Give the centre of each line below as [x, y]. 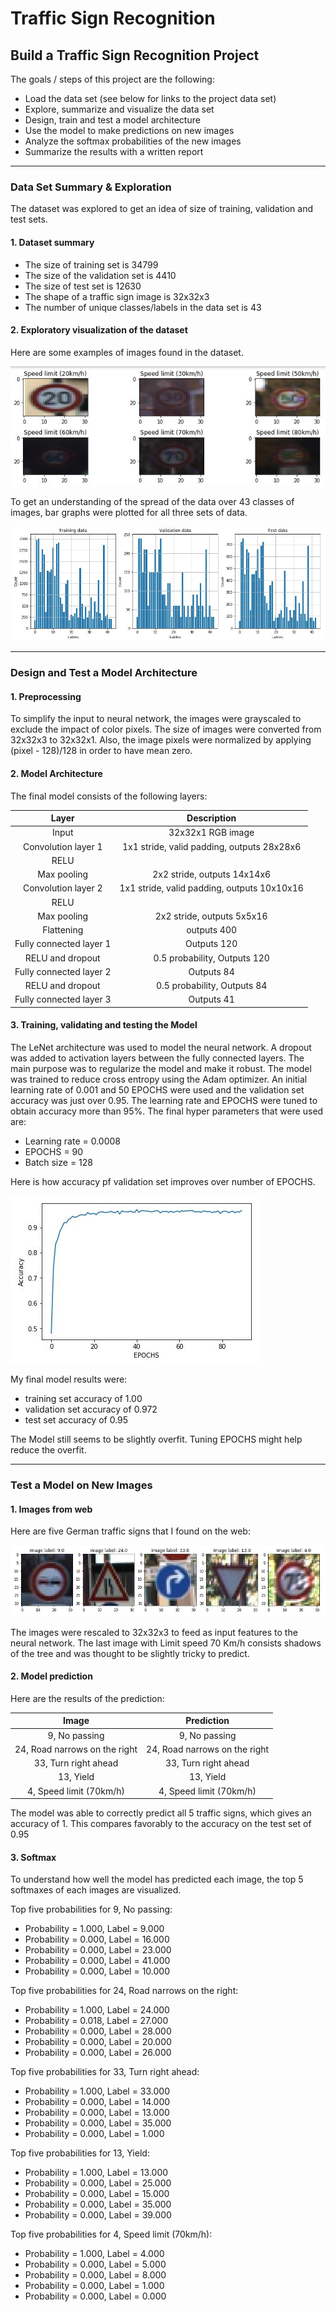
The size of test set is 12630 [83, 286]
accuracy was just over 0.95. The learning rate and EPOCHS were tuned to [164, 1101]
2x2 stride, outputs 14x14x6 [212, 874]
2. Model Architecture [56, 773]
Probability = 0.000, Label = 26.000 [98, 2053]
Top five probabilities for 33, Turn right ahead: [105, 2072]
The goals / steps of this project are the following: [112, 79]
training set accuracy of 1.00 [83, 1399]
